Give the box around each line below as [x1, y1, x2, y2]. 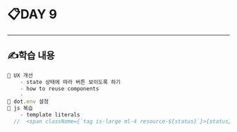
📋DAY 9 [7, 6, 58, 23]
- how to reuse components [20, 85, 99, 92]
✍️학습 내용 [7, 49, 55, 61]
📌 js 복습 [7, 104, 33, 112]
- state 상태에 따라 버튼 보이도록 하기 [20, 78, 121, 85]
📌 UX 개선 [7, 72, 33, 79]
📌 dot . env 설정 [7, 98, 49, 105]
